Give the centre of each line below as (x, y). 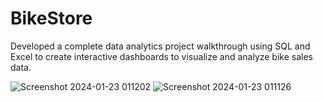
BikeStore (51, 18)
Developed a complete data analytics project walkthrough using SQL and (160, 46)
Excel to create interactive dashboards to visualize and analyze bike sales (161, 56)
